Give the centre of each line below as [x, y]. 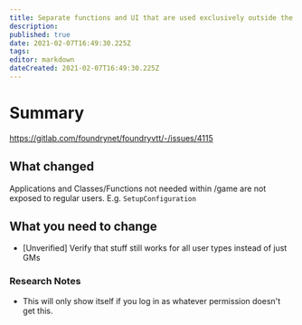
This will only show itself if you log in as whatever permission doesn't [151, 301]
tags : [19, 52]
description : [34, 26]
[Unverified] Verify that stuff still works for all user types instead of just [155, 248]
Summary [47, 113]
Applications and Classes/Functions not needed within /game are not [138, 188]
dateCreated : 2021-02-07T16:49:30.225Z [85, 69]
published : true [40, 34]
